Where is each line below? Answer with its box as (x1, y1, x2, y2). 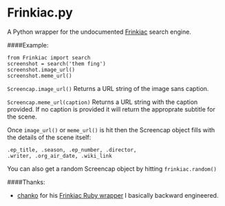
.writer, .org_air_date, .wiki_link (7, 152, 112, 159)
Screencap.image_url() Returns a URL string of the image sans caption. (7, 84, 209, 92)
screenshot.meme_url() (7, 72, 72, 79)
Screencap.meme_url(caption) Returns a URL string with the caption (7, 98, 198, 106)
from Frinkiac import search (7, 54, 91, 61)
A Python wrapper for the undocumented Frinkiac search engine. (7, 28, 191, 36)
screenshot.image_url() (7, 66, 76, 73)
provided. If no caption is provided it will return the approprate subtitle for (7, 105, 215, 113)
